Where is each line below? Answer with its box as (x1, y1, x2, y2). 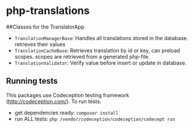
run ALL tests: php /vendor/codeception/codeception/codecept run (14, 115, 175, 122)
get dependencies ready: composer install (14, 109, 119, 116)
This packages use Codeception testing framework (6, 91, 130, 98)
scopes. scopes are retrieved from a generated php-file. (14, 53, 150, 60)
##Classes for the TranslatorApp (6, 23, 85, 30)
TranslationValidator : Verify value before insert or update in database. (14, 59, 187, 66)
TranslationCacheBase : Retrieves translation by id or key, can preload (14, 47, 180, 54)
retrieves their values (14, 41, 65, 48)
